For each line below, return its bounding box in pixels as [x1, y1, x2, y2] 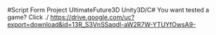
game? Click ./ [7, 13, 49, 21]
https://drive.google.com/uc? [50, 13, 135, 21]
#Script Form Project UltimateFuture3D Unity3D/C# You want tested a [7, 6, 210, 14]
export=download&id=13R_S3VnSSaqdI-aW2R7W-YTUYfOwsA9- [7, 21, 196, 28]
